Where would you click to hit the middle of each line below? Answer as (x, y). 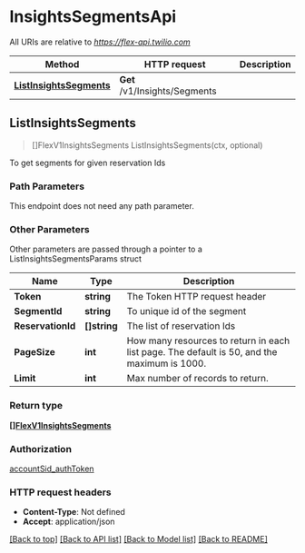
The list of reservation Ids (181, 326)
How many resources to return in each (208, 341)
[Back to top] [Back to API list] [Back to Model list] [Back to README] (138, 539)
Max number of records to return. (198, 379)
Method (62, 64)
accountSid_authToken (52, 469)
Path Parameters (47, 186)
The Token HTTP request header (197, 297)
